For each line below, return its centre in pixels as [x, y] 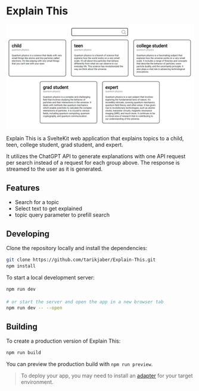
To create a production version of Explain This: [63, 341]
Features [23, 188]
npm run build [24, 353]
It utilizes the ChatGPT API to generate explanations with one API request [96, 156]
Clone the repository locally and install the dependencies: [77, 248]
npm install [21, 266]
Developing [28, 234]
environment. [37, 382]
